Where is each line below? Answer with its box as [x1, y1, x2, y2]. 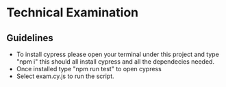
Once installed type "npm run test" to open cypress [16, 65, 162, 73]
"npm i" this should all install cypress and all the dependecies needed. [16, 58, 215, 66]
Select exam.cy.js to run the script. [16, 72, 114, 80]
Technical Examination [6, 5, 139, 21]
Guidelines [6, 32, 53, 44]
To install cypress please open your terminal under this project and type [16, 50, 220, 58]
